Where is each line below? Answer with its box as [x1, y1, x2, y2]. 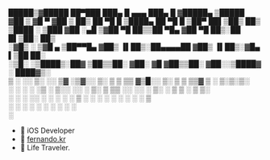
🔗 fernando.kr [19, 134, 66, 144]
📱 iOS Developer [19, 125, 75, 135]
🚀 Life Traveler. [19, 143, 71, 152]
